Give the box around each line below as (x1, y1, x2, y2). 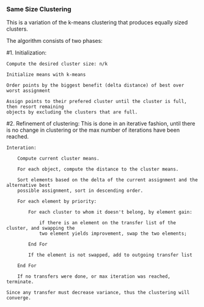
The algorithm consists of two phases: (6, 37, 103, 45)
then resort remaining (6, 104, 64, 110)
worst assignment (6, 88, 51, 94)
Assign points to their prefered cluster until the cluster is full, (6, 99, 188, 105)
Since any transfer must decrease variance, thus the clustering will (6, 290, 190, 296)
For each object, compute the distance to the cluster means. (17, 166, 179, 173)
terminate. (6, 279, 34, 285)
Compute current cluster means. (17, 156, 100, 162)
